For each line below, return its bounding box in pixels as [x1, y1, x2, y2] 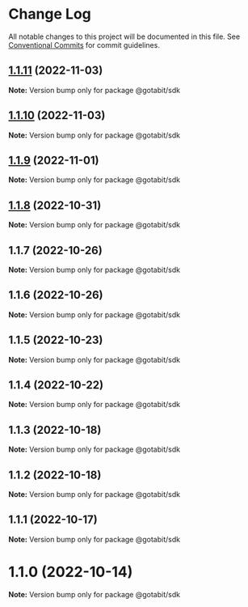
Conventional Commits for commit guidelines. [8, 40, 160, 49]
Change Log [8, 5, 91, 23]
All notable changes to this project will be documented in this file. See [8, 32, 241, 41]
